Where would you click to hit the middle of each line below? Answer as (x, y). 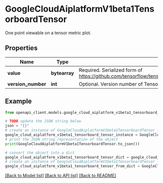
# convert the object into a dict (40, 153)
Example (18, 101)
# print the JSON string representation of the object (62, 139)
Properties (21, 48)
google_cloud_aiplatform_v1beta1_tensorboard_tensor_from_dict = (72, 166)
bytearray (62, 73)
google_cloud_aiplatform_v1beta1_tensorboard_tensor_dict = (67, 157)
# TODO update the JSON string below (43, 121)
